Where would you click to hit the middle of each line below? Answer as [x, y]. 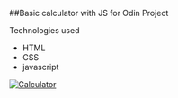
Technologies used [44, 30]
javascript [40, 67]
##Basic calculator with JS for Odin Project [89, 13]
